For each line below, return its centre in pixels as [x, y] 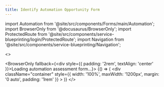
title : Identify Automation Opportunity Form [52, 10]
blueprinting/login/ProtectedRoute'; [41, 39]
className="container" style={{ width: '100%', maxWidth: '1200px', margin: [82, 74]
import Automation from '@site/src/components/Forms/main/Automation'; [80, 24]
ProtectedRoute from [26, 34]
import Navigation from [101, 39]
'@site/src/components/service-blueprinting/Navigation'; [63, 44]
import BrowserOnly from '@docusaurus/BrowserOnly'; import [68, 29]
